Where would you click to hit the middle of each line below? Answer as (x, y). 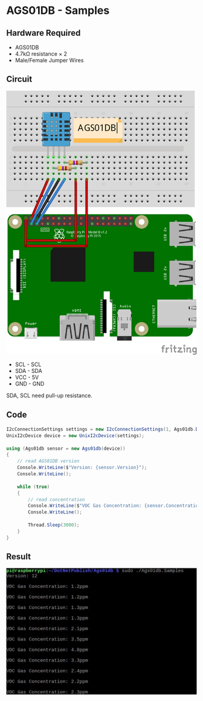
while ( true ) (34, 487)
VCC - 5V (27, 377)
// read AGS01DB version (48, 461)
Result (19, 557)
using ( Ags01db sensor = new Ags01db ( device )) (66, 449)
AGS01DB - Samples (58, 11)
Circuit (19, 79)
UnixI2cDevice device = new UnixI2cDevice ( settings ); (76, 436)
